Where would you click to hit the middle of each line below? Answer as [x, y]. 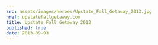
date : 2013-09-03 [28, 33]
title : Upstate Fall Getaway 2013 [49, 22]
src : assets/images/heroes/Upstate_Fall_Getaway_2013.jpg [79, 11]
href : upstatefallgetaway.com [43, 17]
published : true [26, 28]
